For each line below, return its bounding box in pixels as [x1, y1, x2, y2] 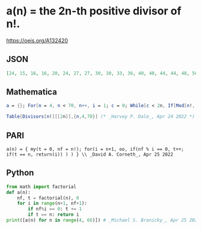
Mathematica [6, 87, 57, 97]
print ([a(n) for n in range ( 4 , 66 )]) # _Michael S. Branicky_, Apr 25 [6, 218, 187, 224]
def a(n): [6, 189, 31, 195]
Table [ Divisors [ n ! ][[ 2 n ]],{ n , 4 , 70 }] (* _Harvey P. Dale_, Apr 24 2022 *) [6, 114, 195, 120]
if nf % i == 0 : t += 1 [28, 206, 82, 212]
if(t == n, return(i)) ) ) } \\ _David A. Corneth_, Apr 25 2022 [6, 151, 173, 157]
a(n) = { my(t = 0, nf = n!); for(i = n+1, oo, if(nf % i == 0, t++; [6, 146, 185, 152]
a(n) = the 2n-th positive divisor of [6, 4, 182, 18]
